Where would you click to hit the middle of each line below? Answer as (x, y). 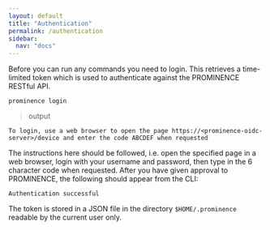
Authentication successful (54, 194)
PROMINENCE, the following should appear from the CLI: (103, 179)
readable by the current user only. (65, 217)
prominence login (38, 101)
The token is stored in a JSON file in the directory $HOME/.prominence (122, 209)
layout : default (36, 16)
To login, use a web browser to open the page (88, 131)
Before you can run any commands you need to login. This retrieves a (125, 69)
